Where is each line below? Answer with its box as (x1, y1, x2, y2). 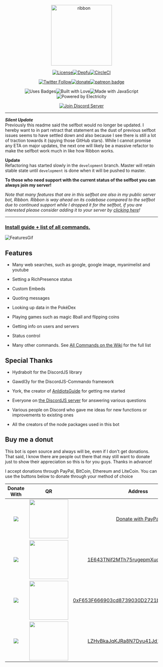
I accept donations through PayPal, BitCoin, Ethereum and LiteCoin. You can (5, 468, 157, 474)
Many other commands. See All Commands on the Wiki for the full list (12, 342, 151, 348)
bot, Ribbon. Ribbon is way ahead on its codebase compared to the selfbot (5, 197, 155, 203)
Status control (12, 333, 40, 339)
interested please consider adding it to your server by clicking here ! (5, 207, 141, 213)
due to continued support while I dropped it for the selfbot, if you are (5, 202, 142, 207)
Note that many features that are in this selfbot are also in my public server (5, 192, 156, 197)
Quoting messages (12, 295, 50, 301)
